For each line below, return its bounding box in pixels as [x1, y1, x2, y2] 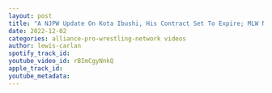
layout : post [8, 11, 53, 20]
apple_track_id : [8, 65, 63, 73]
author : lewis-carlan [8, 42, 82, 50]
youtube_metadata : [8, 72, 70, 80]
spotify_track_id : [8, 49, 70, 57]
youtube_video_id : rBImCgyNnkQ [8, 57, 114, 66]
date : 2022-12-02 [8, 27, 67, 35]
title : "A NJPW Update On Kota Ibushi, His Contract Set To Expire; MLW [8, 19, 259, 27]
